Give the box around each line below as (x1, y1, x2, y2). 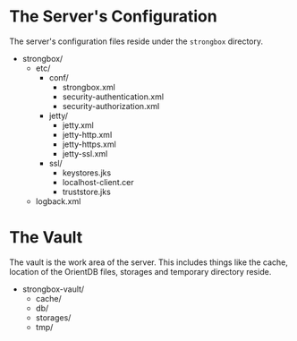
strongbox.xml (62, 81, 116, 92)
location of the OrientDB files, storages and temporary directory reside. (9, 266, 272, 277)
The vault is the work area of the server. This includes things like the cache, (9, 257, 289, 268)
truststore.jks (62, 186, 112, 197)
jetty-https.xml (62, 139, 116, 149)
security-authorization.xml (62, 100, 160, 111)
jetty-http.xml (62, 129, 113, 140)
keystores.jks (62, 167, 112, 178)
